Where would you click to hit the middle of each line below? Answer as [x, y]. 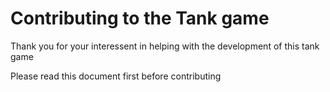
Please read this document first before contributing [116, 76]
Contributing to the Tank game [140, 18]
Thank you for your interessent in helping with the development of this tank [165, 46]
